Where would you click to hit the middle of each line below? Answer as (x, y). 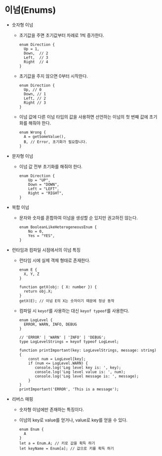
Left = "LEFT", (44, 189)
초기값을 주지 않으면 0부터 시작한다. (54, 76)
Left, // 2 (35, 98)
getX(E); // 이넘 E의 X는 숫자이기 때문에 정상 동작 (67, 301)
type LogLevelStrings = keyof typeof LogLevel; (69, 341)
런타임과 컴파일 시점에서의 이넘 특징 (46, 249)
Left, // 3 (36, 57)
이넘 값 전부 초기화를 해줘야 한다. (51, 166)
